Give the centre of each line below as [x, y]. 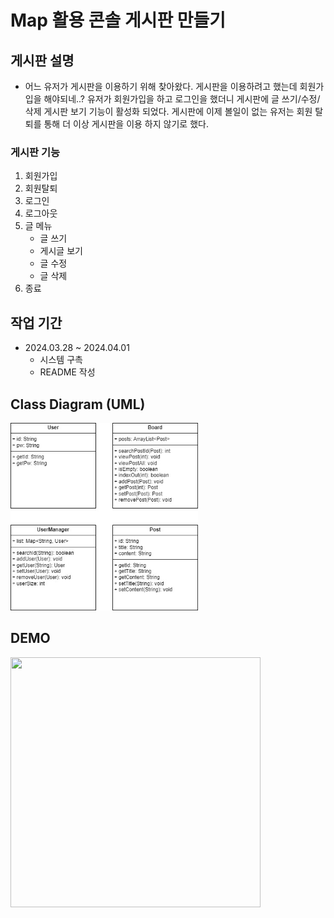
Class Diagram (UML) [78, 404]
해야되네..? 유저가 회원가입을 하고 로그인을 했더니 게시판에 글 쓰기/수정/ [182, 99]
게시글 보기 [61, 251]
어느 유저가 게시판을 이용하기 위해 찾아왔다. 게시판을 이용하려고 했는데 [161, 86]
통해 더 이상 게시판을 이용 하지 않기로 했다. [126, 124]
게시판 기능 [35, 152]
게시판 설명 [42, 60]
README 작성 [67, 372]
